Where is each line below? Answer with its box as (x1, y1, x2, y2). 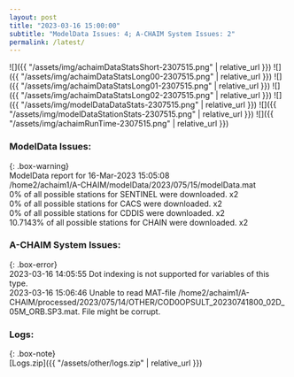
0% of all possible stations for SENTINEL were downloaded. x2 (9, 188, 239, 199)
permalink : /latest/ (9, 37, 86, 47)
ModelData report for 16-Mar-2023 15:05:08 (9, 170, 170, 181)
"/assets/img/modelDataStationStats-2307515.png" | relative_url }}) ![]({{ (9, 109, 275, 119)
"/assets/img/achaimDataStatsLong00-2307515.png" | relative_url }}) (20, 72, 273, 82)
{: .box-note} (9, 349, 56, 359)
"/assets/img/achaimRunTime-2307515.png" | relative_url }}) (9, 119, 229, 129)
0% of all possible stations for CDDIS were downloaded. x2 (9, 207, 226, 218)
